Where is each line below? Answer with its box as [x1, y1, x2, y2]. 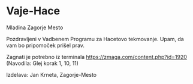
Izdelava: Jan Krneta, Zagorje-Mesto [6, 71, 97, 78]
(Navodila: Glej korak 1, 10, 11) [6, 60, 79, 67]
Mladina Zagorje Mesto [6, 24, 64, 31]
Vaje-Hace [6, 4, 61, 18]
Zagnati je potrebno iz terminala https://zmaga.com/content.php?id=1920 [6, 53, 188, 60]
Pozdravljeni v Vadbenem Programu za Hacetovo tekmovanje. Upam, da [6, 35, 184, 42]
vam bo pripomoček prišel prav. [6, 42, 85, 49]
